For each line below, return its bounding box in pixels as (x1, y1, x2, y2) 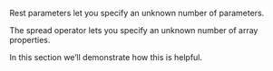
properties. (9, 35, 51, 45)
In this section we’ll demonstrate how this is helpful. (9, 52, 202, 62)
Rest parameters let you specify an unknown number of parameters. (9, 8, 265, 18)
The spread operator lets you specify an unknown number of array (9, 25, 258, 35)
